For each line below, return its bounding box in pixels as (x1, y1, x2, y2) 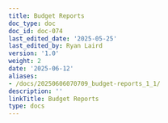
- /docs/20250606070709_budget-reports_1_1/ (8, 79, 161, 87)
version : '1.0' (8, 49, 60, 57)
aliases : (8, 72, 38, 80)
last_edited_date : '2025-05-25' (8, 34, 117, 43)
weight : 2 (8, 57, 42, 66)
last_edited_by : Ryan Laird (8, 42, 103, 50)
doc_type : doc (8, 19, 57, 28)
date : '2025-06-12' (8, 65, 74, 73)
